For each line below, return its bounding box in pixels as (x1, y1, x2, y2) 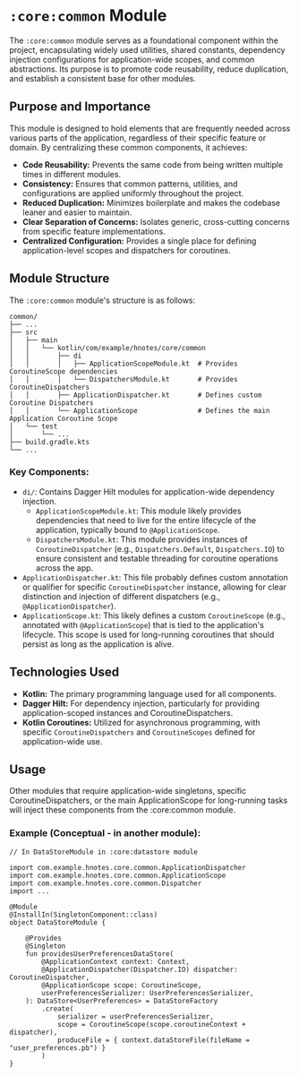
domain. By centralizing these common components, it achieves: (9, 142, 248, 152)
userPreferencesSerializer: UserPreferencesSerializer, (41, 988, 254, 997)
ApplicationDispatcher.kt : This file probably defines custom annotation (21, 572, 288, 582)
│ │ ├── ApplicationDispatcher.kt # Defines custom (9, 391, 262, 400)
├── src (9, 328, 38, 337)
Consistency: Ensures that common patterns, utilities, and (21, 178, 238, 189)
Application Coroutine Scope (9, 414, 118, 423)
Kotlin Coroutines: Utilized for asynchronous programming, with (21, 717, 261, 727)
